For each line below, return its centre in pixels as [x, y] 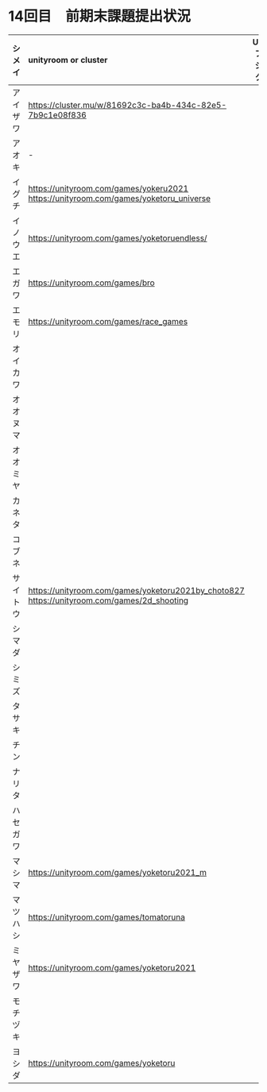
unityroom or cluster [68, 60]
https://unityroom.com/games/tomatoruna [106, 916]
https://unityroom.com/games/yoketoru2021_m [117, 872]
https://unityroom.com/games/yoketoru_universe [119, 198]
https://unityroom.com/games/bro [91, 283]
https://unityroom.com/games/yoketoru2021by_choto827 [136, 590]
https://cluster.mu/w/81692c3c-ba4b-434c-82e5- [128, 105]
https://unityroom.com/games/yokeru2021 [108, 188]
